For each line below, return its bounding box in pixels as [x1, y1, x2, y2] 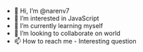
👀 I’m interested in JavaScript [13, 14, 100, 22]
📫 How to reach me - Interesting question [13, 37, 137, 45]
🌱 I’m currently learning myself [13, 22, 104, 30]
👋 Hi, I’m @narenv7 [13, 7, 70, 15]
